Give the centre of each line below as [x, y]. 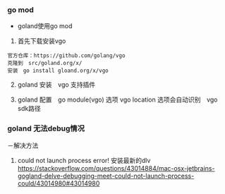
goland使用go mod [45, 26]
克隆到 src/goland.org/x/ [45, 63]
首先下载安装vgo [42, 41]
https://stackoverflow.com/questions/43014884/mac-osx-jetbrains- [116, 168]
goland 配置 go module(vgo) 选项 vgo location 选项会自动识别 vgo [117, 99]
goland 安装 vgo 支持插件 [56, 85]
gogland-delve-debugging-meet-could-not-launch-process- [106, 176]
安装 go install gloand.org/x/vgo [58, 71]
